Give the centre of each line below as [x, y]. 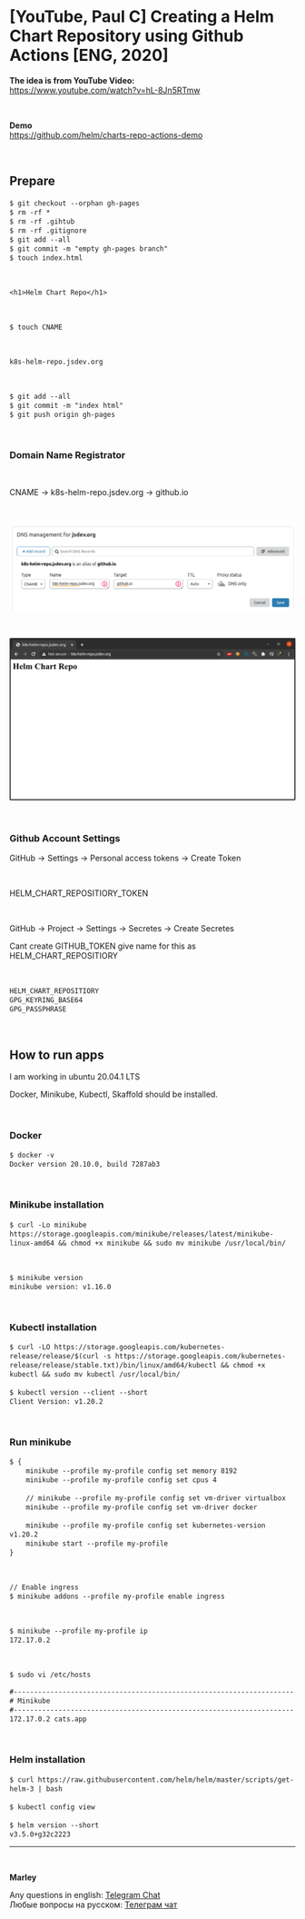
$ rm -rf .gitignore [49, 230]
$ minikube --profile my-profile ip [79, 1631]
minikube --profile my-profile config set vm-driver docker [142, 1507]
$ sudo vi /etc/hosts [50, 1675]
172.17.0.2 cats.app [49, 1719]
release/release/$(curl [54, 1357]
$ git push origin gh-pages [63, 414]
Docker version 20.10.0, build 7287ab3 [85, 1165]
